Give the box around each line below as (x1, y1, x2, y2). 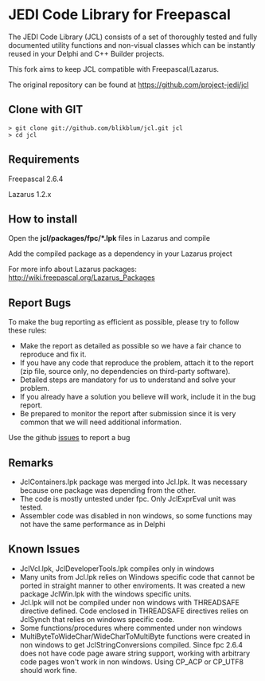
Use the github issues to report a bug (8, 433, 131, 443)
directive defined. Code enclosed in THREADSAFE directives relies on (19, 606, 249, 616)
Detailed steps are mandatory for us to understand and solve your (19, 375, 236, 384)
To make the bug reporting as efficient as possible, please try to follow (8, 317, 240, 327)
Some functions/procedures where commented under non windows (19, 623, 243, 632)
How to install (8, 212, 78, 226)
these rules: (8, 325, 48, 336)
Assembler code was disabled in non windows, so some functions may (19, 511, 253, 520)
